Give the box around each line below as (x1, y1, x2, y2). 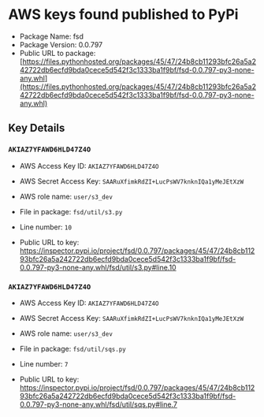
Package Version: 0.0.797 (19, 39, 103, 49)
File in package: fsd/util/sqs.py (19, 344, 126, 353)
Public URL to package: (19, 48, 96, 58)
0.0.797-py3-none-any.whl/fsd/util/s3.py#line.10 (19, 262, 177, 272)
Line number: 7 (19, 359, 69, 368)
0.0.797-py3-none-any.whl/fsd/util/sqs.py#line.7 (19, 400, 177, 409)
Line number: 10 (19, 222, 73, 232)
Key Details (8, 121, 65, 135)
